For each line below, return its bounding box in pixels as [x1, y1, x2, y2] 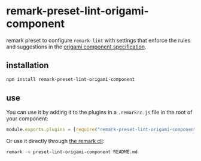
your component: [6, 115, 49, 122]
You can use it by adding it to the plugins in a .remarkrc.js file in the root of [6, 109, 193, 116]
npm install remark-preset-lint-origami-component [6, 76, 135, 82]
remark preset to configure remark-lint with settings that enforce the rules [6, 37, 191, 44]
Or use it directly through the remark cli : [6, 138, 105, 145]
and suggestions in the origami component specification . [6, 43, 147, 50]
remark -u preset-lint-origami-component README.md [6, 149, 138, 155]
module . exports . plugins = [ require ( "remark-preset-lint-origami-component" [6, 127, 199, 133]
